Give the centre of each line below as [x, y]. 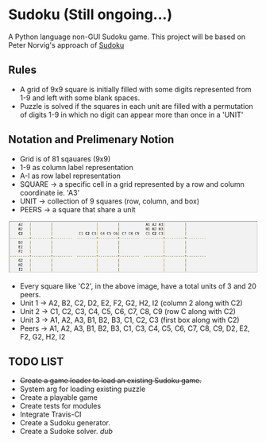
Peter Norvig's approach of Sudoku [66, 45]
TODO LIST [36, 361]
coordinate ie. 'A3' [50, 192]
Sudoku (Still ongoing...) [91, 15]
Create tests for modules [60, 406]
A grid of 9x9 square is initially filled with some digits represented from [135, 89]
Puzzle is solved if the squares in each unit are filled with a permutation [137, 106]
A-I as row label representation [70, 176]
